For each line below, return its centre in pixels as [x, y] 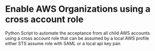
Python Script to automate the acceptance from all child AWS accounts [77, 33]
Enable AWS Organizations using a [78, 9]
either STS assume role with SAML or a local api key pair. [63, 43]
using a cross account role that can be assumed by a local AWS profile [77, 38]
